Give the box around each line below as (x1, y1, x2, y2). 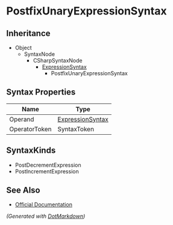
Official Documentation (14, 201, 72, 208)
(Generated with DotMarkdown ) (6, 212, 86, 220)
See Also (6, 185, 40, 196)
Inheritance (6, 28, 51, 39)
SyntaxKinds (6, 146, 56, 156)
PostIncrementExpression (14, 167, 80, 175)
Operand (9, 115, 34, 123)
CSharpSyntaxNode (33, 57, 83, 64)
